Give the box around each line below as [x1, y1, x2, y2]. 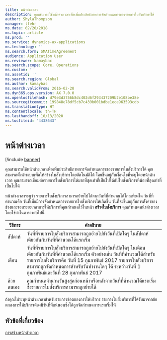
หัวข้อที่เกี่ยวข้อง [5, 316, 44, 325]
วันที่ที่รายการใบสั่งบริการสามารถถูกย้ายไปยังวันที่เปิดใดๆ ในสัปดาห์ [26, 230, 149, 237]
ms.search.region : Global [5, 77, 59, 82]
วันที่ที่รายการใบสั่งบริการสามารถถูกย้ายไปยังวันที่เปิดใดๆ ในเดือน [26, 244, 146, 251]
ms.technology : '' [5, 44, 43, 49]
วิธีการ [9, 222, 21, 229]
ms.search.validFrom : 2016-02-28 [5, 85, 75, 91]
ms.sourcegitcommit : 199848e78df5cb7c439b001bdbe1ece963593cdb [5, 100, 139, 105]
